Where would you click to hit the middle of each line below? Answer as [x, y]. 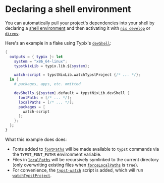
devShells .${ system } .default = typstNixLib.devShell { [72, 93]
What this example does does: [36, 139]
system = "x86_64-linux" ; [41, 61]
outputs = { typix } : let [36, 57]
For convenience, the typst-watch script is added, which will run [78, 170]
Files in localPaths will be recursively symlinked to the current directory [85, 159]
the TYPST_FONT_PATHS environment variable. [57, 154]
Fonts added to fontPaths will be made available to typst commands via [86, 149]
